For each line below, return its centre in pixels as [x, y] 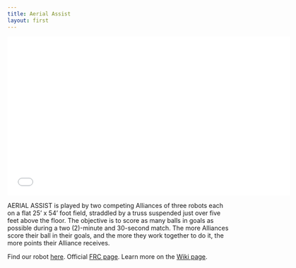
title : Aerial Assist [39, 14]
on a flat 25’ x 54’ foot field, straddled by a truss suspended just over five [114, 213]
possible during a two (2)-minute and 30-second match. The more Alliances [118, 228]
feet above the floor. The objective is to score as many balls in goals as [111, 220]
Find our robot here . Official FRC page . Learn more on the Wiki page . [107, 256]
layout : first [28, 20]
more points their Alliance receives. [59, 243]
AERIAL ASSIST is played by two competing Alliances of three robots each [116, 205]
